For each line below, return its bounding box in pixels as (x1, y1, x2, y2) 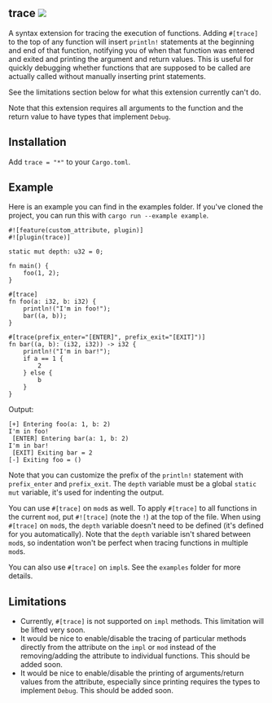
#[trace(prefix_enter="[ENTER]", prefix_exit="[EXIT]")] (8, 333, 206, 341)
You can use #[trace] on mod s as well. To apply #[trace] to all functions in (8, 503, 257, 513)
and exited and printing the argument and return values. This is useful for (8, 54, 254, 64)
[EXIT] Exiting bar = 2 (11, 449, 93, 457)
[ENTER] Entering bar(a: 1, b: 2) (11, 435, 129, 443)
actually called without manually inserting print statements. (8, 71, 206, 81)
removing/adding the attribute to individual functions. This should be (20, 651, 251, 661)
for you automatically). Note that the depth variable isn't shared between (8, 529, 251, 539)
